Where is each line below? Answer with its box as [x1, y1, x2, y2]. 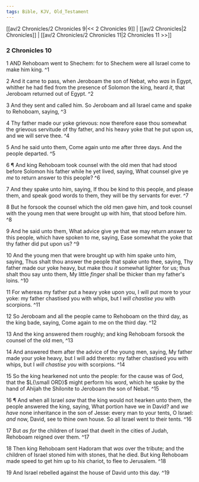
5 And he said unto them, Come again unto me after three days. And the [6, 143, 182, 150]
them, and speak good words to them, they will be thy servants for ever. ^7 [6, 191, 189, 199]
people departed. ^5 [6, 150, 56, 157]
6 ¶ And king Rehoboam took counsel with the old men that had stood [6, 161, 177, 168]
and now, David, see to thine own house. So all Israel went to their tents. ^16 [6, 415, 192, 423]
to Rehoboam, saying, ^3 [6, 108, 67, 115]
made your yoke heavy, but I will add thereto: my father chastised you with [6, 354, 189, 361]
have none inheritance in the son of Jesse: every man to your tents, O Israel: [6, 409, 193, 416]
